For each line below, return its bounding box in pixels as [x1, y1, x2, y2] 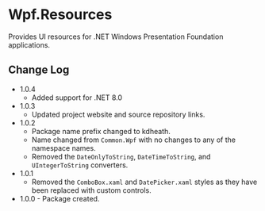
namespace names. [31, 143, 97, 152]
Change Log [8, 63, 70, 77]
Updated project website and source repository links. [31, 109, 205, 119]
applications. [8, 40, 50, 49]
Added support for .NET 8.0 [31, 93, 123, 102]
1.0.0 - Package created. [19, 194, 100, 203]
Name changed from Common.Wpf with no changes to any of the [31, 135, 236, 144]
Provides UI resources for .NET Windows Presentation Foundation [8, 32, 224, 41]
